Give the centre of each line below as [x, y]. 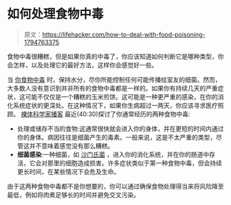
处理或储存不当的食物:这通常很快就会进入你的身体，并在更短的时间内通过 [120, 129]
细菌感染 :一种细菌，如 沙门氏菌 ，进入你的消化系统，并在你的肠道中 [113, 154]
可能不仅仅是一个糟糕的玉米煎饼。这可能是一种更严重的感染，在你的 [121, 96]
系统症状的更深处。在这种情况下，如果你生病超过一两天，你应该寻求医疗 [115, 105]
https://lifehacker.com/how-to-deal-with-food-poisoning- [124, 34]
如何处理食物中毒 [56, 14]
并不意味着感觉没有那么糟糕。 [71, 146]
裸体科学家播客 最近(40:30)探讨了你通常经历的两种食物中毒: [105, 114]
